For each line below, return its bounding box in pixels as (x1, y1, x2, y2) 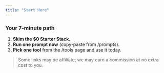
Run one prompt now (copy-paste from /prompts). (12, 41, 120, 47)
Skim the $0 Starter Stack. (12, 36, 71, 42)
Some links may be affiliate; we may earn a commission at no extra (17, 57, 159, 63)
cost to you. (17, 62, 44, 68)
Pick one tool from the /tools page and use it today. (12, 46, 121, 53)
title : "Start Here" (5, 7, 50, 13)
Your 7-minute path (5, 24, 55, 31)
